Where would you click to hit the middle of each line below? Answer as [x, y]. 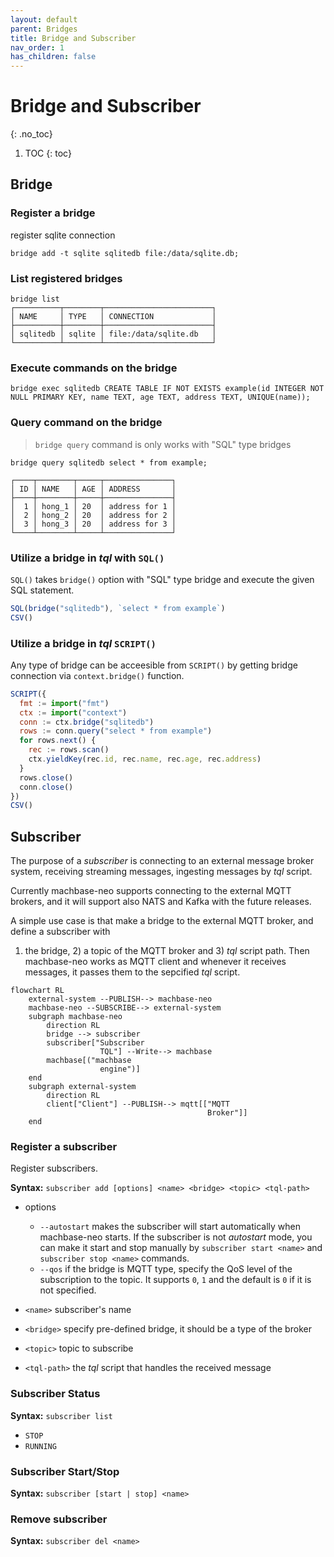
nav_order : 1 [37, 47]
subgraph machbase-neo [75, 1017]
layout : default [44, 19]
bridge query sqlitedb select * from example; [109, 462]
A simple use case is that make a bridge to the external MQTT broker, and [162, 921]
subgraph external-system [82, 1087]
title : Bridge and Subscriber [73, 38]
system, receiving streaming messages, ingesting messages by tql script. [161, 872]
